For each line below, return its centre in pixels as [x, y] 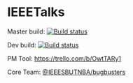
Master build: [26, 31]
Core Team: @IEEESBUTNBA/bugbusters [66, 72]
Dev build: [22, 45]
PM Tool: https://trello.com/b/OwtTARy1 [64, 58]
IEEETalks [36, 12]
